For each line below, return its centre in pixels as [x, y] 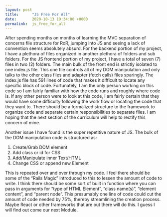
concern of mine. [23, 123]
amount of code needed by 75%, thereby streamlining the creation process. [83, 200]
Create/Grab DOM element [40, 147]
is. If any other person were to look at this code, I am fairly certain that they [82, 96]
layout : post [19, 10]
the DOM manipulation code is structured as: [51, 138]
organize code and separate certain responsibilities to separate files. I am [81, 112]
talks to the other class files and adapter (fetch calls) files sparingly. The [79, 75]
